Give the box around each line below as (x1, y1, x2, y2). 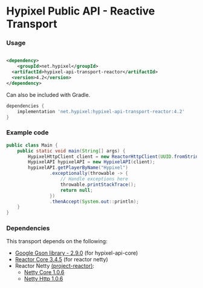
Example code (6, 128, 49, 137)
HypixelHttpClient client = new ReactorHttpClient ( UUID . (28, 153, 174, 160)
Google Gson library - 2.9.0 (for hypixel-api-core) (14, 249, 138, 257)
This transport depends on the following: (6, 238, 108, 245)
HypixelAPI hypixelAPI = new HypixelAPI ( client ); (28, 159, 155, 165)
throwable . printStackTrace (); (60, 182, 137, 188)
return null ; (60, 187, 94, 193)
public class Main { (6, 142, 59, 148)
